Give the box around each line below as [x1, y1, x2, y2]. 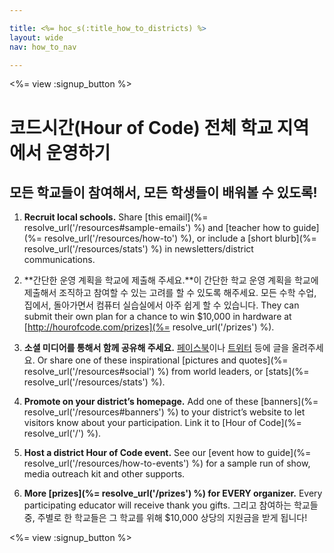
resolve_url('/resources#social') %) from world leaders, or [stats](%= [23, 366, 310, 378]
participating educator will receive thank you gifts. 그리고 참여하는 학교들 [23, 499, 319, 511]
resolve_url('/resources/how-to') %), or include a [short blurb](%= [43, 232, 317, 245]
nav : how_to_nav [9, 42, 77, 52]
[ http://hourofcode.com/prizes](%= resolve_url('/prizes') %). [23, 321, 275, 333]
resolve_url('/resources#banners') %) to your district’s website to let [23, 406, 306, 418]
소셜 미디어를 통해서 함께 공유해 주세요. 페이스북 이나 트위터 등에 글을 [23, 342, 290, 354]
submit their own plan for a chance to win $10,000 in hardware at [23, 311, 292, 323]
